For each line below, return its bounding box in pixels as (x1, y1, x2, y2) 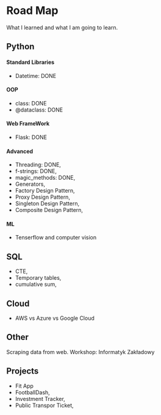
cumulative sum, (15, 281, 57, 288)
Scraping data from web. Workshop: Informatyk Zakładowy (6, 348, 155, 355)
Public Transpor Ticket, (15, 402, 74, 409)
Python (6, 41, 35, 52)
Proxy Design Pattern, (15, 193, 70, 201)
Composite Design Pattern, (15, 207, 84, 214)
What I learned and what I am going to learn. (6, 24, 118, 31)
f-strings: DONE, (15, 168, 57, 175)
